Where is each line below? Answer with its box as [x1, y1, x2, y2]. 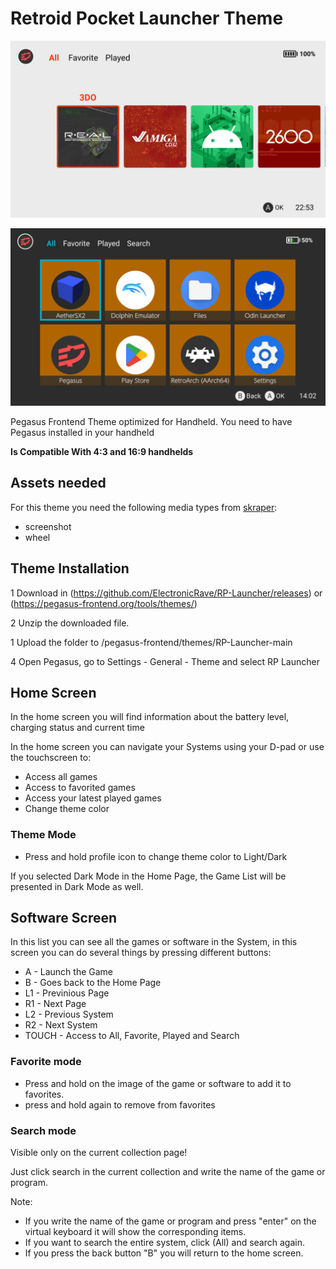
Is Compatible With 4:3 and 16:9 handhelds [10, 445, 194, 457]
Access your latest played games [24, 792, 162, 804]
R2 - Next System [24, 1019, 98, 1031]
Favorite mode [10, 1055, 82, 1069]
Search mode [10, 1123, 77, 1137]
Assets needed [10, 475, 107, 492]
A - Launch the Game [24, 966, 114, 978]
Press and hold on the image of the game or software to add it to [24, 1077, 292, 1089]
